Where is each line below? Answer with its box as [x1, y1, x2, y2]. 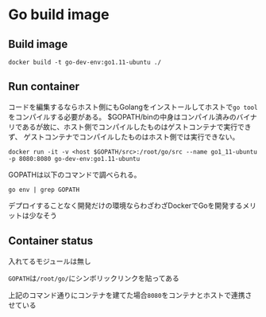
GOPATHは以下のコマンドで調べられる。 [8, 170, 141, 179]
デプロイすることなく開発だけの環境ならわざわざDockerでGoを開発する [8, 201, 243, 210]
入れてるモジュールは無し [8, 256, 91, 266]
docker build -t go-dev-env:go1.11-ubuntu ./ [8, 58, 161, 66]
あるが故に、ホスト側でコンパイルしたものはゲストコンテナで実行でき [21, 122, 252, 131]
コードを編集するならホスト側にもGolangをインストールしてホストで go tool [8, 102, 258, 112]
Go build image [8, 6, 110, 24]
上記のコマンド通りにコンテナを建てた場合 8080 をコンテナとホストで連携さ [8, 290, 253, 299]
